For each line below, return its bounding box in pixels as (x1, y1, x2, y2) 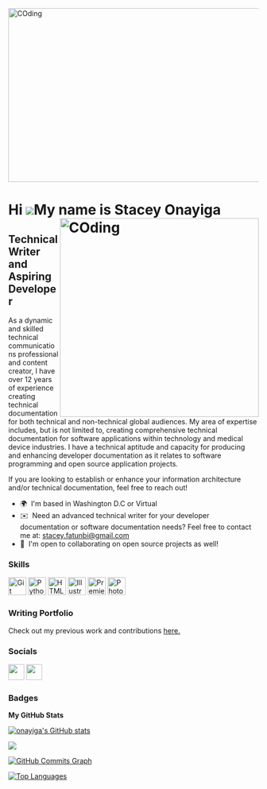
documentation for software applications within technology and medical (8, 434, 244, 443)
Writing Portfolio (8, 608, 74, 619)
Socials (8, 645, 37, 656)
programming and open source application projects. (8, 459, 179, 468)
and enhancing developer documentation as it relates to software (8, 451, 222, 460)
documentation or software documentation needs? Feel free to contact (19, 522, 252, 532)
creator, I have (8, 366, 56, 376)
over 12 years (8, 375, 52, 384)
